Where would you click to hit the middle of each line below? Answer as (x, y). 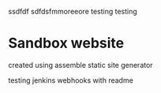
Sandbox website (66, 43)
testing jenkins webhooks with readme (71, 80)
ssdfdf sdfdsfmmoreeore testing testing (73, 11)
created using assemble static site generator (80, 65)
